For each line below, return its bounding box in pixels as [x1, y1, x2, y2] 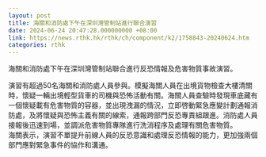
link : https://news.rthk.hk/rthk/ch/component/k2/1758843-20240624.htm [8, 33, 249, 42]
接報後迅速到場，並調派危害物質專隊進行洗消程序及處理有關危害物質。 [8, 121, 237, 130]
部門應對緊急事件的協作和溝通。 [8, 140, 112, 150]
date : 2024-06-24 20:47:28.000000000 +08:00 [8, 26, 158, 34]
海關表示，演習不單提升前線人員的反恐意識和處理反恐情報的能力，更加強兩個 [8, 130, 258, 140]
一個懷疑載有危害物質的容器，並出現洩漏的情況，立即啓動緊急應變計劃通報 [8, 101, 251, 110]
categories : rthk [8, 41, 66, 49]
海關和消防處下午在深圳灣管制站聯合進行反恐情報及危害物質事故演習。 [8, 64, 237, 74]
